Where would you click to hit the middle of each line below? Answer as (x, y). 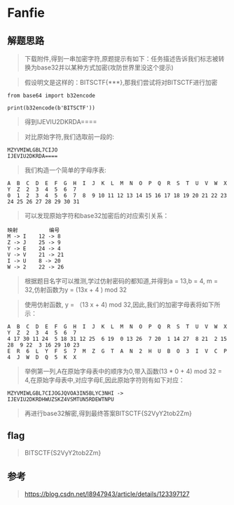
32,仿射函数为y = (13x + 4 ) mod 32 (76, 290)
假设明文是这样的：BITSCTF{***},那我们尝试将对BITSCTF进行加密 (121, 82)
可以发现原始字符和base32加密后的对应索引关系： (97, 216)
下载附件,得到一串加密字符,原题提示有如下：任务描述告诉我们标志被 (121, 59)
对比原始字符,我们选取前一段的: (69, 137)
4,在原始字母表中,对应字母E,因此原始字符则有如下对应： (104, 380)
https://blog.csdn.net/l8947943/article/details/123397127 (107, 494)
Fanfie (26, 13)
